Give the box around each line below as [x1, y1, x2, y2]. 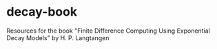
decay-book [6, 4, 77, 20]
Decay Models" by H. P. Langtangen [6, 33, 110, 42]
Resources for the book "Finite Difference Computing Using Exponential [6, 27, 211, 35]
